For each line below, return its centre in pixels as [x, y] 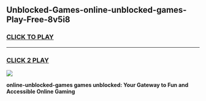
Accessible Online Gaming [41, 91]
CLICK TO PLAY [30, 37]
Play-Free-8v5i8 [38, 20]
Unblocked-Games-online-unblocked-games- [97, 10]
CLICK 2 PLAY [28, 60]
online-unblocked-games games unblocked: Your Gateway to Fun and [97, 84]
